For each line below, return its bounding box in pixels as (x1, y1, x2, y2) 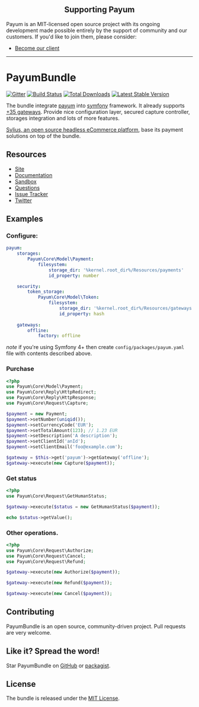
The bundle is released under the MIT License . (6, 695, 120, 702)
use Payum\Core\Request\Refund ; (6, 558, 86, 565)
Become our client (14, 44, 60, 52)
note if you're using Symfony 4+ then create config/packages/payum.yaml (6, 344, 185, 351)
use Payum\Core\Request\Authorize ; (6, 548, 94, 554)
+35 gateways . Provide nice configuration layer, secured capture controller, (6, 108, 191, 115)
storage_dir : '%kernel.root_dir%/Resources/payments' (48, 267, 184, 273)
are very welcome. (6, 629, 52, 636)
